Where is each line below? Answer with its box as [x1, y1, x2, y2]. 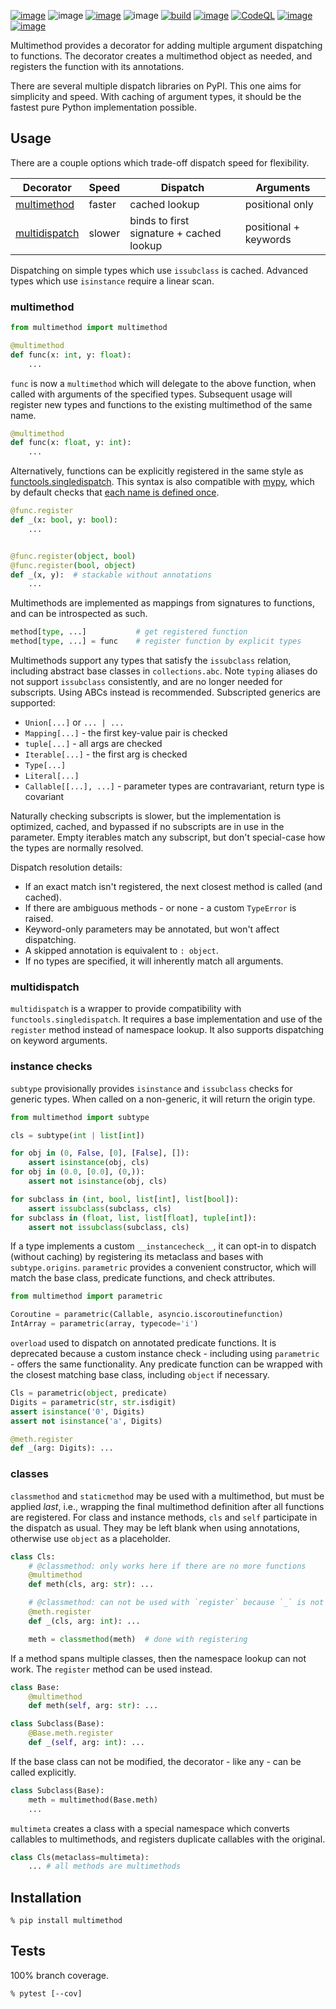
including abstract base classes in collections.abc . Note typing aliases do [10, 665, 318, 677]
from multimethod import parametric [10, 1291, 163, 1302]
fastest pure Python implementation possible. [10, 101, 198, 113]
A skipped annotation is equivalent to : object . [24, 945, 219, 957]
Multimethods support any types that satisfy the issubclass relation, [10, 655, 292, 667]
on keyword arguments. [10, 1035, 108, 1047]
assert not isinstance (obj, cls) [28, 1176, 168, 1187]
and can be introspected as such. [10, 608, 148, 620]
